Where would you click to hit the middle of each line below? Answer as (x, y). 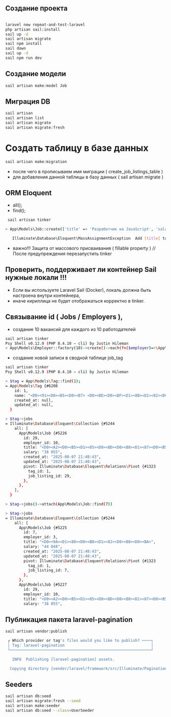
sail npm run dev (24, 58)
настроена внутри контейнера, (46, 295)
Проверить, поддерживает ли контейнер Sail (81, 270)
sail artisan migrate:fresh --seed (43, 701)
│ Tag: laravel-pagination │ (80, 645)
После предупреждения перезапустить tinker (62, 254)
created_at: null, (34, 400)
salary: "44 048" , (43, 547)
